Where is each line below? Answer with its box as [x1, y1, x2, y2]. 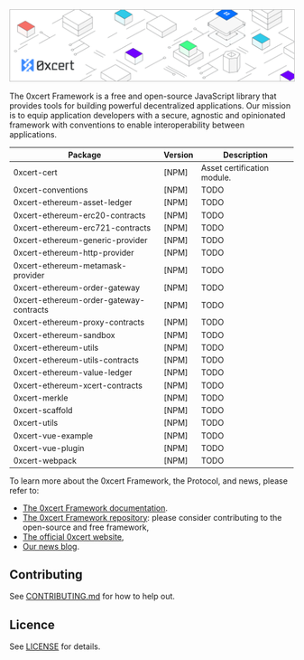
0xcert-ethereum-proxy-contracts [13, 316, 145, 328]
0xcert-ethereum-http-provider [13, 248, 134, 259]
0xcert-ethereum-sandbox [13, 329, 115, 340]
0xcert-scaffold [13, 405, 73, 415]
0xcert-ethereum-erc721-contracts [13, 222, 152, 233]
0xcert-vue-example [13, 429, 93, 441]
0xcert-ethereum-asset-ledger [13, 197, 133, 208]
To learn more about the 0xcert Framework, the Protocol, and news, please [9, 475, 289, 486]
